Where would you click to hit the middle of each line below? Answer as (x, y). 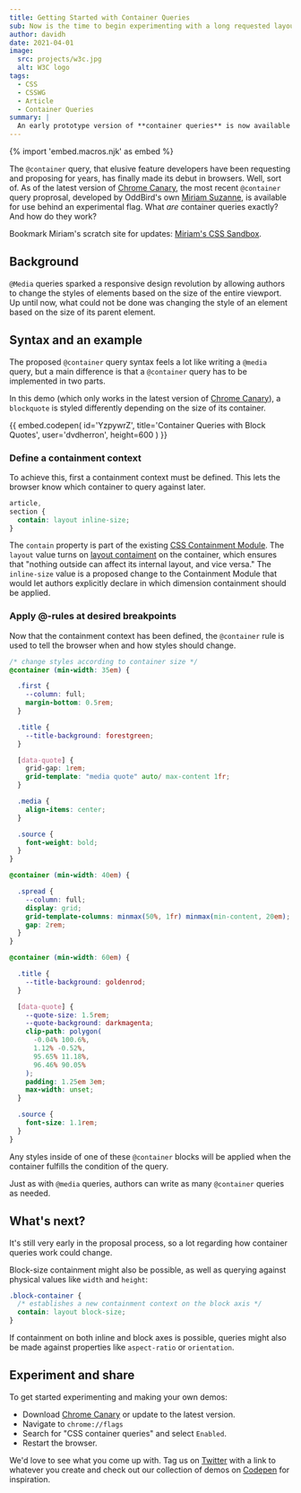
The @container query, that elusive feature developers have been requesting (150, 168)
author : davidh (38, 34)
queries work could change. (61, 1252)
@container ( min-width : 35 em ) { (69, 670)
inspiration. (30, 1479)
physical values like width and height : (79, 1279)
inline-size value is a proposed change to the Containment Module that (143, 574)
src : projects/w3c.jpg (60, 59)
